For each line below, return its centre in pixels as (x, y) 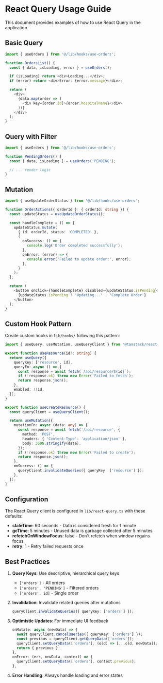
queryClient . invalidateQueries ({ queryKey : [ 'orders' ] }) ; (73, 612)
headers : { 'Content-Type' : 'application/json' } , (75, 439)
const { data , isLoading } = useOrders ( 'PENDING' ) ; (63, 161)
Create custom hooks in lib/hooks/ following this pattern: (63, 336)
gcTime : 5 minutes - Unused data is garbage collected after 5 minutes (82, 531)
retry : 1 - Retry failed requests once (48, 546)
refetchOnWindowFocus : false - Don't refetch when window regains (81, 536)
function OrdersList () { (30, 63)
